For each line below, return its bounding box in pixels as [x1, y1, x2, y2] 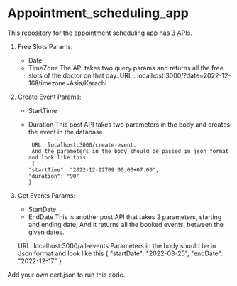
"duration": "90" [28, 172, 80, 179]
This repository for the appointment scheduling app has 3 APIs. [7, 28, 193, 37]
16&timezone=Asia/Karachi [28, 78, 107, 87]
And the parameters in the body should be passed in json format [31, 147, 229, 154]
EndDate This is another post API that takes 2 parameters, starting [28, 212, 222, 221]
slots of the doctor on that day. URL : [28, 71, 136, 80]
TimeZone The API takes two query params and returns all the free [28, 63, 224, 72]
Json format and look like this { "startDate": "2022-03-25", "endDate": [17, 249, 224, 258]
